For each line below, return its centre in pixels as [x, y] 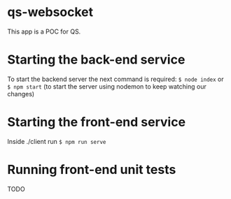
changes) [21, 94]
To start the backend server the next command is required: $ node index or [115, 79]
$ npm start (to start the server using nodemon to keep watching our [107, 86]
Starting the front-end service [97, 122]
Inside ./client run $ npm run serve [57, 141]
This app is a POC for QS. [44, 31]
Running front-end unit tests [92, 170]
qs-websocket [50, 12]
